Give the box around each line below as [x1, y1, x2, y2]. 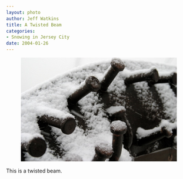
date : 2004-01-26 [6, 40, 49, 46]
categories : [6, 28, 35, 34]
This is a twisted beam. [6, 167, 62, 174]
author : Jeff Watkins [6, 15, 59, 22]
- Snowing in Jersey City [6, 34, 69, 40]
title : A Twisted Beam [6, 22, 62, 28]
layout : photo [6, 9, 41, 15]
